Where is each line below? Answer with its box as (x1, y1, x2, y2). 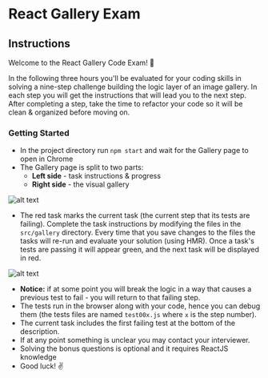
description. (19, 327, 60, 336)
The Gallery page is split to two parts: (19, 163, 144, 172)
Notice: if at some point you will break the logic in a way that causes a (19, 284, 252, 294)
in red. (19, 253, 42, 263)
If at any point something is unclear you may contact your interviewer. (19, 336, 250, 345)
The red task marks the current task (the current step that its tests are (19, 211, 250, 220)
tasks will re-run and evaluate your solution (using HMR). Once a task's (19, 236, 254, 246)
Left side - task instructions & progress (31, 171, 162, 181)
